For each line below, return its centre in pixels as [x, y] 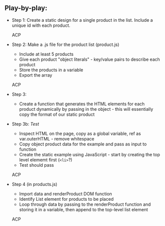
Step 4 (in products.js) [35, 184]
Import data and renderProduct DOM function [65, 194]
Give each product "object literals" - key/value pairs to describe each [89, 59]
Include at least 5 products [46, 54]
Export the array [36, 75]
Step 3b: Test [25, 124]
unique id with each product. [41, 25]
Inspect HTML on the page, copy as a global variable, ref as [80, 134]
